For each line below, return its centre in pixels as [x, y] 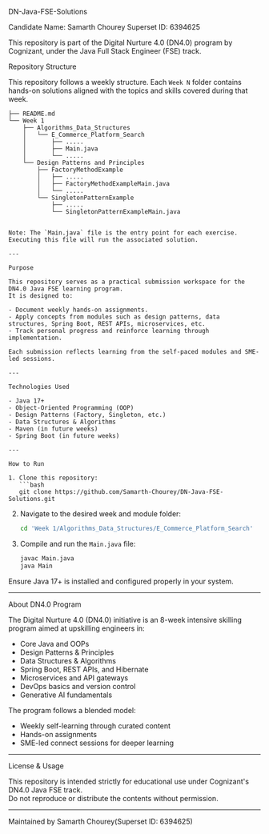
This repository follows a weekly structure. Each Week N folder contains [125, 82]
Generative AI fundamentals [66, 695]
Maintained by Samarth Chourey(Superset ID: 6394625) [101, 821]
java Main [36, 566]
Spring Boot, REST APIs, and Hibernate [84, 669]
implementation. [35, 338]
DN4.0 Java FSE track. [45, 790]
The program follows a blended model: [72, 710]
